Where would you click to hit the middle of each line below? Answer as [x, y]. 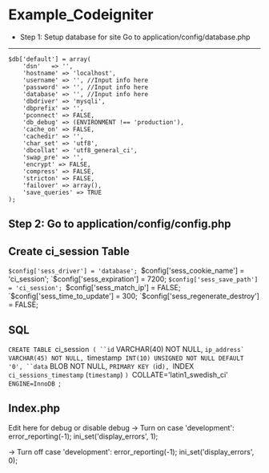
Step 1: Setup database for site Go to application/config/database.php [135, 37]
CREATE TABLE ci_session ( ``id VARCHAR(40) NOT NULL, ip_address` [126, 349]
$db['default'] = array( [50, 59]
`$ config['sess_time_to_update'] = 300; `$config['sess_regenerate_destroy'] [134, 296]
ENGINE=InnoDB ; [35, 383]
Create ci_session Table [69, 251]
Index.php [34, 408]
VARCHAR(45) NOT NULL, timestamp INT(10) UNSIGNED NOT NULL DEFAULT [126, 358]
